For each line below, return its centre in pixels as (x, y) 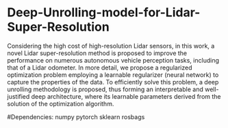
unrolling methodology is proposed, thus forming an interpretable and (105, 89)
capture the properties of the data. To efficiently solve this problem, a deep (113, 82)
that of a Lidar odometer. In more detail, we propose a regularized (100, 67)
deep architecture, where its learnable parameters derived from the (126, 96)
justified (18, 96)
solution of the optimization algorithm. (61, 103)
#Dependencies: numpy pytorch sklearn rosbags (76, 116)
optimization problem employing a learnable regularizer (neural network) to (113, 75)
